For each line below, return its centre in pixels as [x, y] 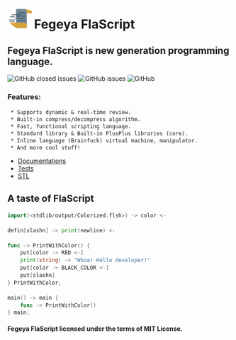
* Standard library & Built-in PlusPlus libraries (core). [100, 134]
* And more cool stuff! [45, 148]
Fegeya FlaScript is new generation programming [118, 51]
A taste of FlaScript [51, 198]
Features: [24, 96]
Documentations [41, 161]
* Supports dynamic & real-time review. [71, 113]
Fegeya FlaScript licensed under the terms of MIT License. [95, 329]
